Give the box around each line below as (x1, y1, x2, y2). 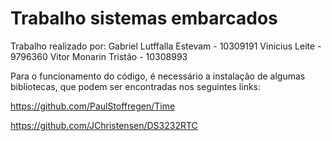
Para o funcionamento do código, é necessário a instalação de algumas (10, 70, 306, 82)
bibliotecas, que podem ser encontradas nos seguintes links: (10, 80, 262, 92)
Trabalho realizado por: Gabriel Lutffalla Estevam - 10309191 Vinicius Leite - (10, 40, 322, 52)
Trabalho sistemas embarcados (10, 7, 278, 30)
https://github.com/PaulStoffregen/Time (10, 100, 176, 112)
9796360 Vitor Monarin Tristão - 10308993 (10, 50, 188, 62)
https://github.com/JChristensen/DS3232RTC (10, 119, 198, 131)
